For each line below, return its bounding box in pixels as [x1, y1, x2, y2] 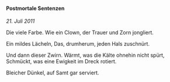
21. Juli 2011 [6, 18, 35, 25]
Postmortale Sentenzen [6, 5, 65, 12]
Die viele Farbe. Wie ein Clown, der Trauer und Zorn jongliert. [6, 29, 154, 36]
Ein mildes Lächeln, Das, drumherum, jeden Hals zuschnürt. [6, 40, 150, 47]
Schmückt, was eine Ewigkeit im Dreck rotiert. [6, 58, 117, 65]
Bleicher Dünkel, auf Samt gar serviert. [6, 69, 99, 76]
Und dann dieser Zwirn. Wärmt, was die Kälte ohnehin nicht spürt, [6, 52, 165, 59]
